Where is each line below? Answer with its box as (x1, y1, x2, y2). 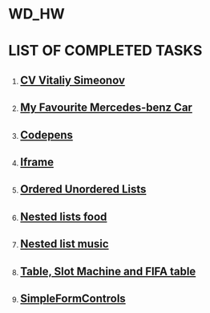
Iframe (19, 155, 55, 169)
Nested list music (19, 238, 110, 251)
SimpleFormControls (19, 291, 126, 305)
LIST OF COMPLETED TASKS (8, 42, 203, 60)
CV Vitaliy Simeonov (19, 73, 126, 87)
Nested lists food (19, 209, 107, 223)
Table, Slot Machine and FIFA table (19, 264, 196, 278)
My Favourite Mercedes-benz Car (19, 101, 192, 115)
